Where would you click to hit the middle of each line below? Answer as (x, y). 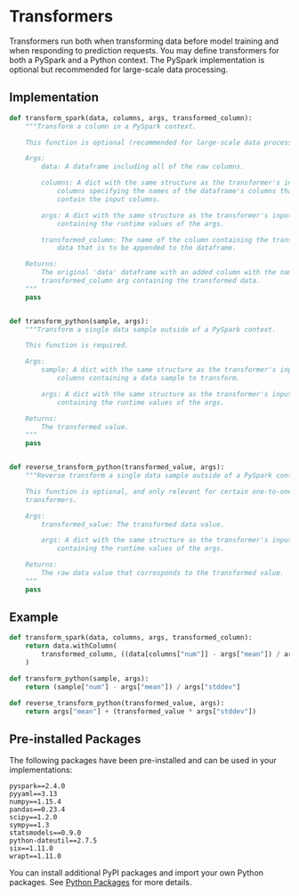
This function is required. (77, 346)
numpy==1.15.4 (36, 802)
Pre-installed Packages (75, 739)
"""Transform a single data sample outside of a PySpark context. (151, 330)
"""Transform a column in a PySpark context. (111, 126)
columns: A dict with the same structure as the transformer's (161, 183)
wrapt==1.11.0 (36, 857)
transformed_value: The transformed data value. (133, 524)
